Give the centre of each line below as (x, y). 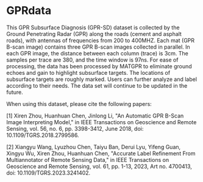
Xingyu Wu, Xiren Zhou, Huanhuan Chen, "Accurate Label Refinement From (101, 153)
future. (15, 92)
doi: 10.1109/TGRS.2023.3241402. (48, 173)
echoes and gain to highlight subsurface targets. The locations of (88, 72)
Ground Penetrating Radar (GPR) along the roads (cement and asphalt (94, 33)
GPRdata (29, 11)
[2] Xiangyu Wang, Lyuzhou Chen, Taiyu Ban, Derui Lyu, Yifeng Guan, (94, 147)
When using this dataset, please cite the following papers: (79, 103)
